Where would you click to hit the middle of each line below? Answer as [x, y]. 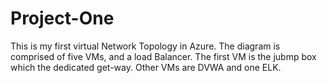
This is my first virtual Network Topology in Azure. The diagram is [145, 46]
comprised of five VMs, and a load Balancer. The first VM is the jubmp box [163, 56]
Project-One [62, 18]
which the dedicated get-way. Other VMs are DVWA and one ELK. [146, 67]
